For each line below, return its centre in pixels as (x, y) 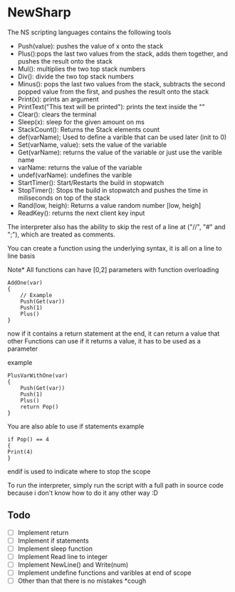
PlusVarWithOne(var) (38, 376)
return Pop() (40, 407)
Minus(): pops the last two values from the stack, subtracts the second (121, 84)
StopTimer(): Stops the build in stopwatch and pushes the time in (113, 190)
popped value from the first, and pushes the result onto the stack (113, 91)
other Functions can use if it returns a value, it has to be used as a (104, 341)
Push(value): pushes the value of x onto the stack (90, 46)
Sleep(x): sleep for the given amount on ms (81, 121)
